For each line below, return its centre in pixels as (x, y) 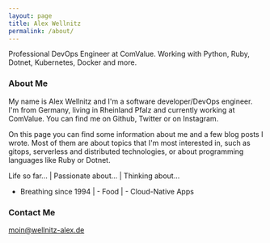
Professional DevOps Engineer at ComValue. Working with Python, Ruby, (129, 54)
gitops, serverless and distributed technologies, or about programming (126, 151)
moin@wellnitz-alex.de (46, 230)
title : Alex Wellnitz (45, 23)
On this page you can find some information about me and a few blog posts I (136, 134)
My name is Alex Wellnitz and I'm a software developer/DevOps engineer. (131, 101)
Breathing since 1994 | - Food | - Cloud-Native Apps (107, 191)
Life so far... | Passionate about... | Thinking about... (94, 176)
